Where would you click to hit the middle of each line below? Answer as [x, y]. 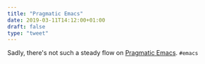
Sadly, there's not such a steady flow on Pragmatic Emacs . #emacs [103, 53]
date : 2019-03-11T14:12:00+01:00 [56, 20]
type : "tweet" [28, 33]
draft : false [26, 26]
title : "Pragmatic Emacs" [45, 14]
